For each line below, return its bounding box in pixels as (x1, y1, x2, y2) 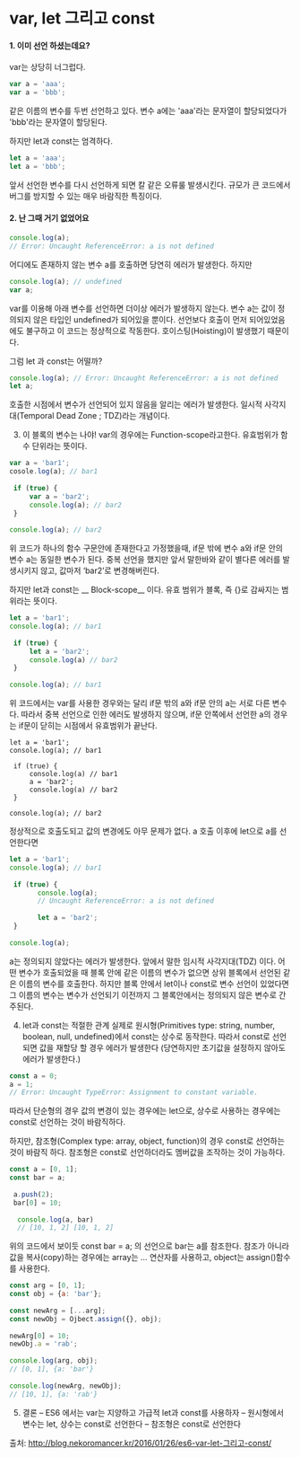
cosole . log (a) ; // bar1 (9, 467, 99, 476)
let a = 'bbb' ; (9, 163, 66, 172)
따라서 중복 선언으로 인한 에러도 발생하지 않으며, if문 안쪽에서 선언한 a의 (21, 709, 271, 720)
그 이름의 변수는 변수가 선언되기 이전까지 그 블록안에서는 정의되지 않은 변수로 (9, 989, 278, 1000)
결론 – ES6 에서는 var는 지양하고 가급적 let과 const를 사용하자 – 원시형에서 (21, 1407, 285, 1417)
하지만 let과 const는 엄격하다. (9, 136, 114, 146)
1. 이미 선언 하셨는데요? (9, 40, 90, 50)
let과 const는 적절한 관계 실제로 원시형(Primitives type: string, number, (21, 1020, 276, 1030)
